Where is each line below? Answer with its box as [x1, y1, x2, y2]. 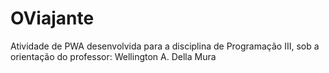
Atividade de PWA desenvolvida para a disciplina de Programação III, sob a [10, 40, 320, 52]
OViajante [10, 7, 95, 30]
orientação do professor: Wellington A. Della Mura [10, 50, 217, 62]
